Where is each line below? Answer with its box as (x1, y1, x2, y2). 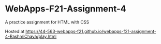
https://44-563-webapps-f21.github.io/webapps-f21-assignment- (25, 28, 156, 34)
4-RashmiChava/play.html (5, 33, 57, 39)
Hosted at (5, 28, 25, 34)
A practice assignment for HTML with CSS (5, 19, 89, 25)
